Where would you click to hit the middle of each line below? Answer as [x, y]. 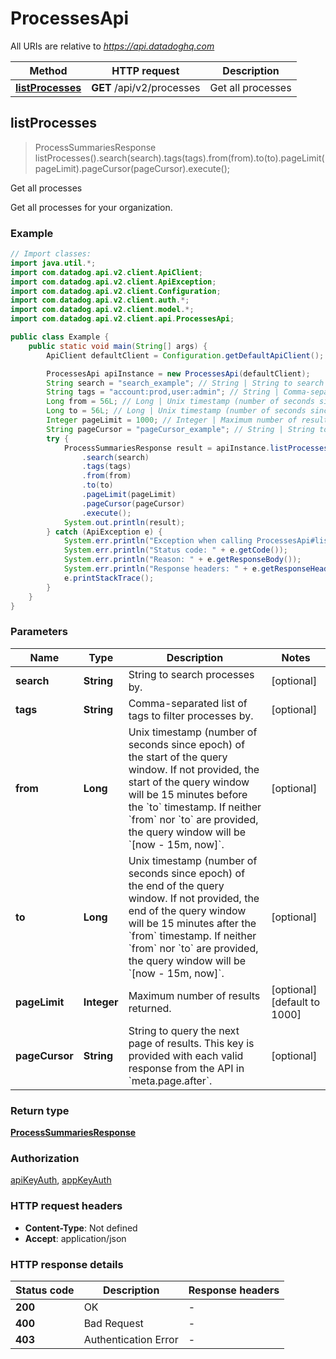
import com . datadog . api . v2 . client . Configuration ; [116, 291]
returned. [150, 1008]
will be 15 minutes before [188, 794]
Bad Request [113, 1323]
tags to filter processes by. [191, 715]
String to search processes [191, 674]
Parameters [39, 632]
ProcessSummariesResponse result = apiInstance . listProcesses [196, 448]
